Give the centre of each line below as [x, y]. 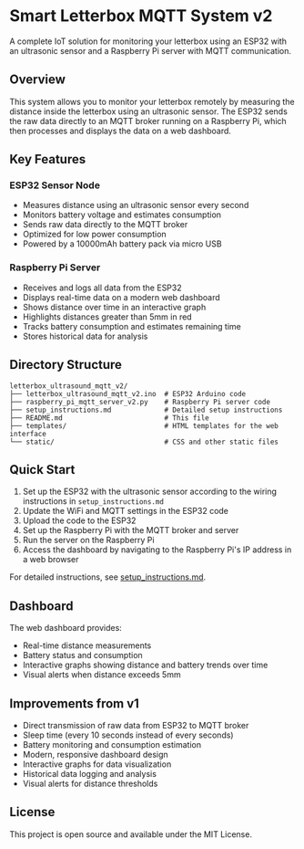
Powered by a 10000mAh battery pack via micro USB [122, 244]
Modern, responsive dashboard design [95, 754]
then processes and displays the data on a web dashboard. [121, 131]
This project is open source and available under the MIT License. [131, 834]
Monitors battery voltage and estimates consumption [122, 215]
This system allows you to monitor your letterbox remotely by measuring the [152, 101]
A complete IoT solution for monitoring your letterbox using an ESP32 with [148, 41]
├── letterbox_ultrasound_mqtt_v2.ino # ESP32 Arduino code [128, 393]
